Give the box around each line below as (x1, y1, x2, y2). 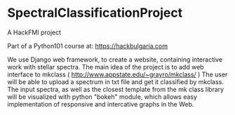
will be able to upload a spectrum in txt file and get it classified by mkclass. (7, 77, 224, 86)
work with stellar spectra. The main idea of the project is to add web (7, 62, 205, 71)
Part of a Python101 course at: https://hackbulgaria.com (7, 41, 168, 50)
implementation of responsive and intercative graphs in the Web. (7, 100, 194, 108)
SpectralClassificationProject (7, 5, 183, 21)
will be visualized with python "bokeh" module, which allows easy (7, 93, 198, 101)
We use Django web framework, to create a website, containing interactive (7, 55, 223, 64)
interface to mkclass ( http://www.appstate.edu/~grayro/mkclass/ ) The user (7, 70, 228, 79)
